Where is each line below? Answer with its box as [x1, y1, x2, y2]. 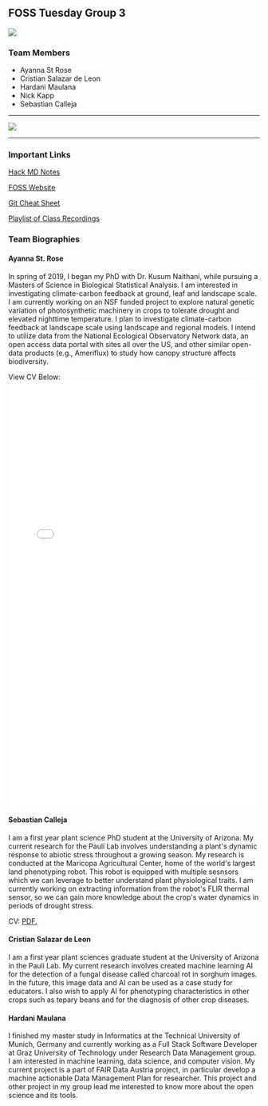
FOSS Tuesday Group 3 [8, 6, 126, 20]
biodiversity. [8, 356, 49, 366]
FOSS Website [8, 183, 56, 193]
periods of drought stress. [8, 900, 94, 910]
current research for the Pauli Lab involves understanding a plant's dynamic [8, 841, 258, 851]
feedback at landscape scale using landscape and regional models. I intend [8, 322, 256, 332]
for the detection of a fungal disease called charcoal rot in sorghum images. [8, 969, 258, 979]
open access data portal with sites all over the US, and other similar [8, 339, 230, 349]
